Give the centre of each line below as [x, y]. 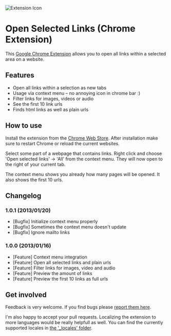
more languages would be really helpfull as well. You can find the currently [84, 323]
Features [20, 75]
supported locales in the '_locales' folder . [49, 328]
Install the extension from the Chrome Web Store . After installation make [82, 138]
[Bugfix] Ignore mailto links [41, 232]
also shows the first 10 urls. [34, 180]
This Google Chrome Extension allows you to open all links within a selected [86, 53]
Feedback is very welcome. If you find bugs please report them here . [78, 307]
